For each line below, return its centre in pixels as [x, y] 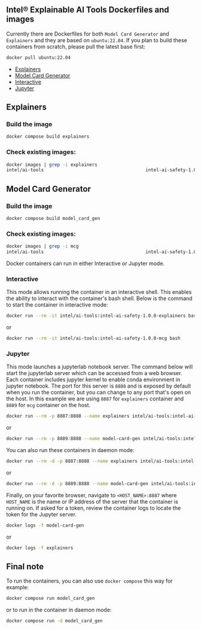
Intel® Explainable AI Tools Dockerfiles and [88, 10]
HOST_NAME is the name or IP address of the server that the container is [92, 501]
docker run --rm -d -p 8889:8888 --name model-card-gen [77, 483]
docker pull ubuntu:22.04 [38, 57]
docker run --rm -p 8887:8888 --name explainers [68, 416]
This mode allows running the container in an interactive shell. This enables [99, 292]
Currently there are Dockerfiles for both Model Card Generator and [88, 34]
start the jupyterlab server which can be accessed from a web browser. [94, 373]
